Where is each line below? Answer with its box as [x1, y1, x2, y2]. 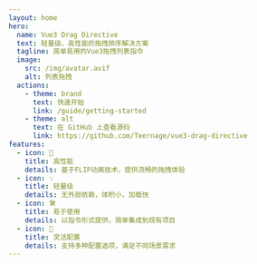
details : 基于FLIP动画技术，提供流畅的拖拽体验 [24, 165, 186, 174]
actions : [16, 81, 50, 90]
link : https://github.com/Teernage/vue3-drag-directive [32, 132, 248, 141]
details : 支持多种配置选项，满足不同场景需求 [24, 241, 176, 250]
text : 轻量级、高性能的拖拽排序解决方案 [16, 38, 149, 48]
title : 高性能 [24, 156, 74, 166]
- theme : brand [24, 89, 82, 98]
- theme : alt [24, 114, 74, 123]
